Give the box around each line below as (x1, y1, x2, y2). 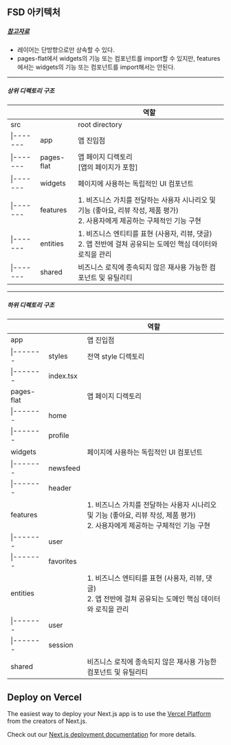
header (47, 484, 72, 493)
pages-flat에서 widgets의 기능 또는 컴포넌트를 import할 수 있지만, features (16, 54, 221, 63)
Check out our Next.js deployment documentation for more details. (7, 731, 197, 739)
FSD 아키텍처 (7, 6, 60, 19)
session (47, 640, 74, 650)
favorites (47, 557, 77, 566)
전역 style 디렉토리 (87, 352, 145, 361)
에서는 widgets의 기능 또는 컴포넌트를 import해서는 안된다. (16, 63, 175, 71)
